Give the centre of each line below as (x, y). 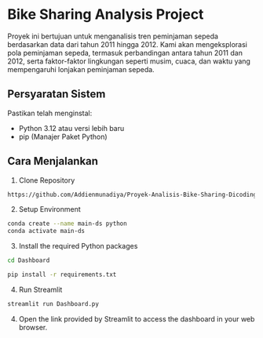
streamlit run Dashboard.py (53, 303)
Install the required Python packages (78, 246)
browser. (33, 327)
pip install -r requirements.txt (62, 275)
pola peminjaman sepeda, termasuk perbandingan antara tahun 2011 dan (125, 53)
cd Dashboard (29, 260)
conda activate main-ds (46, 231)
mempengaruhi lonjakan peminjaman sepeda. (81, 69)
